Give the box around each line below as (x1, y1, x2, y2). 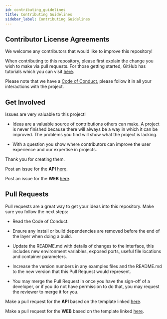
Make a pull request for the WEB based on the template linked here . (5, 308, 145, 314)
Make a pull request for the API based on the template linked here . (5, 298, 142, 305)
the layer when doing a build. (12, 233, 72, 239)
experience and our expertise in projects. (12, 147, 97, 152)
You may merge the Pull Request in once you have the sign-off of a (12, 278, 151, 284)
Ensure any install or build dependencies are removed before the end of (12, 228, 161, 234)
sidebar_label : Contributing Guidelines (5, 16, 91, 21)
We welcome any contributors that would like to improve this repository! (5, 48, 153, 54)
